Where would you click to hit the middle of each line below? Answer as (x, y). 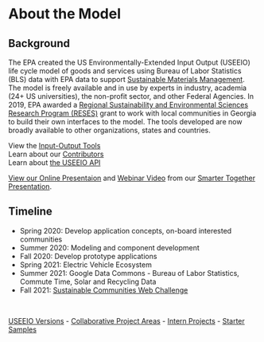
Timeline (31, 212)
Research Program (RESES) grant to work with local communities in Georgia (132, 113)
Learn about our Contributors (56, 154)
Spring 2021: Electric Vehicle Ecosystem (86, 265)
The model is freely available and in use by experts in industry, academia (128, 88)
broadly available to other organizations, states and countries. (109, 130)
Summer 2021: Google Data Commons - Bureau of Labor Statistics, (130, 273)
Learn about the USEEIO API (54, 163)
